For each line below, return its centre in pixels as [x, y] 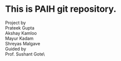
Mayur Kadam [19, 38]
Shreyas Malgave [23, 43]
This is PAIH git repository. [61, 9]
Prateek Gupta [20, 28]
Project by [16, 23]
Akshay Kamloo [21, 33]
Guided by [16, 49]
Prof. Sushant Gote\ [25, 54]
